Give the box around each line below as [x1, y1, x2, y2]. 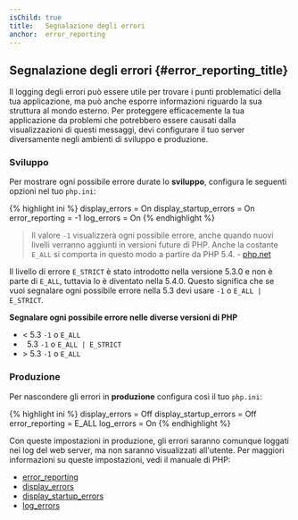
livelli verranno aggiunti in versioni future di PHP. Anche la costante [30, 239, 278, 250]
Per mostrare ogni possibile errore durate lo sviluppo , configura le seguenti [9, 176, 287, 188]
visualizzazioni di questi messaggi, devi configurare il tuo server [9, 124, 245, 135]
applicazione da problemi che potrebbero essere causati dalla [9, 115, 236, 126]
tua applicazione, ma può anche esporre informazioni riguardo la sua [9, 96, 263, 107]
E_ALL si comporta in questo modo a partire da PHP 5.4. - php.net [30, 249, 272, 260]
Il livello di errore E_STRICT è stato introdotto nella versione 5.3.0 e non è [9, 266, 273, 277]
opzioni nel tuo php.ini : [9, 186, 96, 197]
